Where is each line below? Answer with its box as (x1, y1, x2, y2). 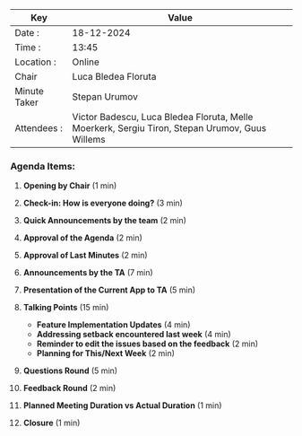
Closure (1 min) (22, 417, 81, 429)
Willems (72, 134, 106, 145)
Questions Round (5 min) (22, 365, 118, 376)
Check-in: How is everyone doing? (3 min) (22, 197, 183, 209)
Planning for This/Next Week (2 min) (36, 348, 176, 359)
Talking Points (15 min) (22, 302, 109, 313)
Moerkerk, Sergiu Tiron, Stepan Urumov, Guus (72, 122, 267, 134)
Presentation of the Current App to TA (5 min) (22, 284, 196, 295)
